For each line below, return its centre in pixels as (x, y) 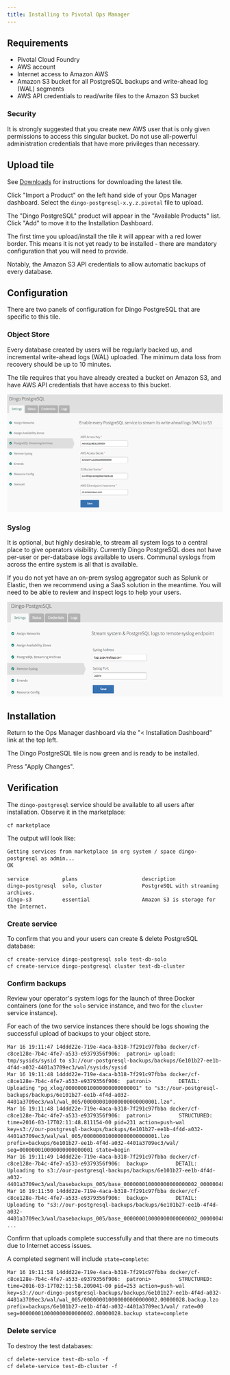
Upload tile (31, 165)
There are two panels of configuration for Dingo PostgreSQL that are (104, 310)
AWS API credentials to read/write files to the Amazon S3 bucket (108, 96)
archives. (21, 893)
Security (22, 114)
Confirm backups (37, 984)
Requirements (38, 44)
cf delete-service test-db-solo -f (58, 1359)
